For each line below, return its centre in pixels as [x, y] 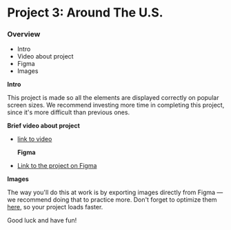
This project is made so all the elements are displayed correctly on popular [113, 98]
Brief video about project [44, 126]
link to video [34, 139]
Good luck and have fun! [42, 220]
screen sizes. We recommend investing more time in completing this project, [116, 105]
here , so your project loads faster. [55, 207]
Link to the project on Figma [57, 166]
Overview [24, 34]
